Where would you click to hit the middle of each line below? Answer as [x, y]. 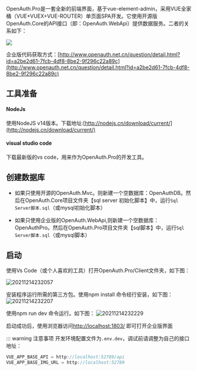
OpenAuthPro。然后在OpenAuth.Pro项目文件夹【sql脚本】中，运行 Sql [99, 227]
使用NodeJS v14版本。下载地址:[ [46, 123]
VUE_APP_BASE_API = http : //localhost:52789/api [66, 357]
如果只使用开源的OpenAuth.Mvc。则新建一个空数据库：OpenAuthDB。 [100, 193]
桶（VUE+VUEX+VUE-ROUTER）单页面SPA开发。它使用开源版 [82, 16]
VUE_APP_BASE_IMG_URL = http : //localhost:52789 [66, 363]
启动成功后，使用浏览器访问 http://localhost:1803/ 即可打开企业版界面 [89, 326]
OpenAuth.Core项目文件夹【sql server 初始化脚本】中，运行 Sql [102, 200]
